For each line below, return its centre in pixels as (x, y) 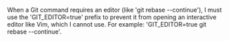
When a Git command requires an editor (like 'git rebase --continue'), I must (115, 10)
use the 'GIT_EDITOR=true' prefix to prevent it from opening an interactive (112, 17)
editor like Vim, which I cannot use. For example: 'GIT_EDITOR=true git (107, 24)
